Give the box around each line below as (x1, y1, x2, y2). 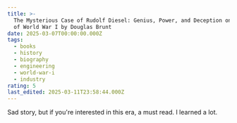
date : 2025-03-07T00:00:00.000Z (7, 30, 102, 37)
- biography (13, 56, 49, 63)
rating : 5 (7, 82, 37, 89)
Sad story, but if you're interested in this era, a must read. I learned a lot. (7, 108, 218, 117)
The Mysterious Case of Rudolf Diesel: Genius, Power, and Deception (13, 17, 222, 24)
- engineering (13, 63, 55, 70)
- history (13, 50, 42, 57)
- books (13, 43, 37, 50)
